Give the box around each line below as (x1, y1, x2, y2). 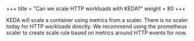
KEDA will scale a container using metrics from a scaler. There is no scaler (6, 17, 189, 23)
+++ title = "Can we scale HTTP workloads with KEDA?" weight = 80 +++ (6, 5, 186, 12)
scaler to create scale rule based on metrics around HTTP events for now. (6, 29, 187, 36)
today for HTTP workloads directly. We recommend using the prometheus (6, 23, 187, 30)
